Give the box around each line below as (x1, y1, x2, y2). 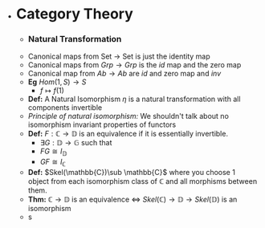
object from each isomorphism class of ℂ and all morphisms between (27, 177, 258, 186)
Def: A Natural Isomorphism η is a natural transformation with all (27, 94, 241, 104)
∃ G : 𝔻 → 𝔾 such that (39, 138, 112, 148)
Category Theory (15, 5, 134, 23)
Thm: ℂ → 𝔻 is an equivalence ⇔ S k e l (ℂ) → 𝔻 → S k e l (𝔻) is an (27, 194, 238, 205)
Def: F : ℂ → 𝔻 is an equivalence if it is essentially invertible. (27, 129, 229, 139)
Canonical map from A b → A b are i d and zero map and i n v (27, 69, 222, 79)
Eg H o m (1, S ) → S (27, 77, 87, 87)
